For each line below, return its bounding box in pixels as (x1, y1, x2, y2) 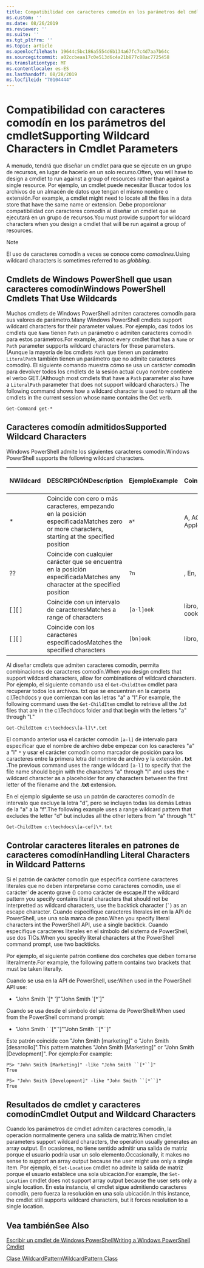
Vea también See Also (6, 1220, 89, 1231)
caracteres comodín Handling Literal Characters (6, 850, 190, 861)
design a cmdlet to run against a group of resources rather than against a (6, 175, 189, 183)
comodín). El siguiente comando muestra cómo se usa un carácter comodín (6, 361, 196, 368)
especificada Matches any (46, 572, 120, 581)
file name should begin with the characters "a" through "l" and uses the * (6, 768, 189, 775)
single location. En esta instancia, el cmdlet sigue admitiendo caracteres (6, 1183, 187, 1191)
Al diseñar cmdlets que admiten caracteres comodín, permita (6, 661, 159, 669)
